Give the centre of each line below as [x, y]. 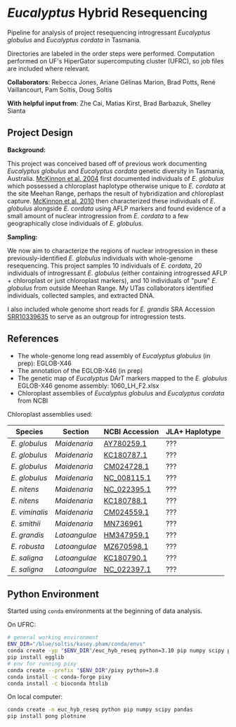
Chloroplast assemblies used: [50, 414]
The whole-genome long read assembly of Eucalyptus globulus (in [114, 355]
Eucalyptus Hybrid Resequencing [107, 13]
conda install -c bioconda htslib [58, 683]
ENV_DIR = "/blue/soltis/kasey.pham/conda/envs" [77, 644]
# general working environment [53, 638]
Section [76, 431]
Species [29, 431]
